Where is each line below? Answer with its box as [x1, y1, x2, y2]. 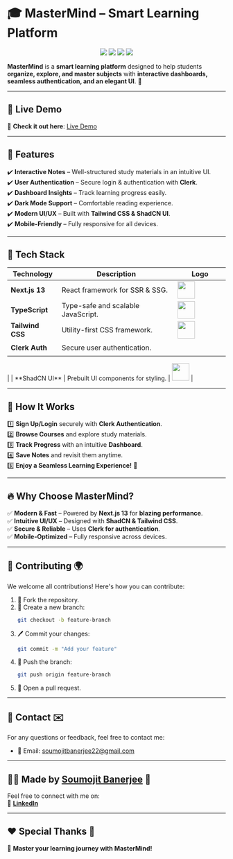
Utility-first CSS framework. [61, 325, 153, 335]
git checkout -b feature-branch [17, 616, 111, 623]
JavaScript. [61, 309, 99, 319]
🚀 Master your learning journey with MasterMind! [7, 844, 153, 852]
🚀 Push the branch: [17, 658, 72, 666]
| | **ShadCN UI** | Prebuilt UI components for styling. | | [7, 374, 193, 382]
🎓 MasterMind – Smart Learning [7, 6, 200, 22]
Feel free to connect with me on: [7, 792, 100, 800]
